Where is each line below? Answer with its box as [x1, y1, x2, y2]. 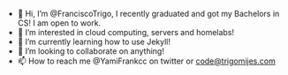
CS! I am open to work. [17, 18, 102, 28]
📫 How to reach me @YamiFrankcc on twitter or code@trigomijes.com [17, 56, 276, 66]
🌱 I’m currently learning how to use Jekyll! [17, 36, 171, 47]
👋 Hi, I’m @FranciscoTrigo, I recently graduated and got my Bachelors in [17, 9, 280, 19]
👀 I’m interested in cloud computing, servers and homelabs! [17, 27, 235, 37]
